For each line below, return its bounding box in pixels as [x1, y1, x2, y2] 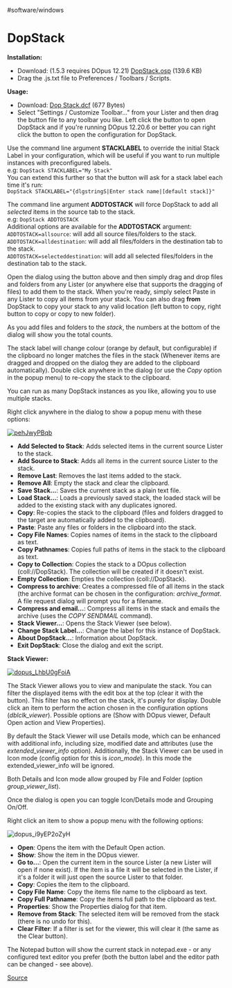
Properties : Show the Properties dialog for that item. [17, 902, 168, 910]
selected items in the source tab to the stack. [7, 208, 136, 216]
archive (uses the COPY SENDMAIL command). [17, 611, 153, 620]
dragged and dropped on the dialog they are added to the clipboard [7, 358, 200, 367]
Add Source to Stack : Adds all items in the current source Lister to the [17, 456, 218, 464]
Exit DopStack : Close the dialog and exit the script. [17, 641, 163, 649]
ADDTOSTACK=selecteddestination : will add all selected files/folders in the [7, 251, 213, 260]
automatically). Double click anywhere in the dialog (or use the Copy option [7, 366, 222, 374]
